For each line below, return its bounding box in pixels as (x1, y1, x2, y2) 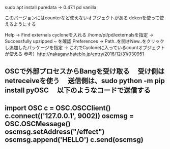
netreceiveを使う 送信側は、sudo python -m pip (5, 77, 165, 85)
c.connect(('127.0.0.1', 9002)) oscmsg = (5, 111, 134, 120)
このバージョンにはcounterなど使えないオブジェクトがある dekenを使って (5, 15, 160, 21)
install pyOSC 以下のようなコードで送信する (5, 86, 151, 95)
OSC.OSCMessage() (5, 119, 71, 128)
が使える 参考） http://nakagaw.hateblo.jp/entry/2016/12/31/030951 (5, 51, 145, 57)
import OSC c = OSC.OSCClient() (5, 103, 111, 112)
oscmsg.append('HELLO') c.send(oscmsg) (5, 135, 144, 144)
